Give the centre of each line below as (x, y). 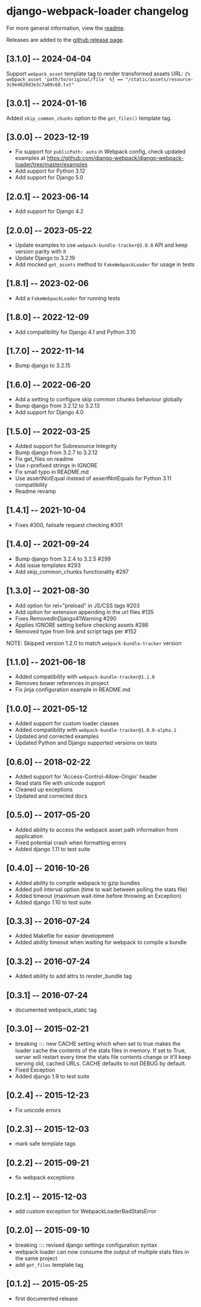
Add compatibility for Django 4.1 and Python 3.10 (75, 332)
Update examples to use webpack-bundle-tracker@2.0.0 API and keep (101, 245)
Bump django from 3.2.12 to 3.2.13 (57, 406)
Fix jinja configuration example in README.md (73, 690)
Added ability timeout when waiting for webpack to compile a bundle (101, 942)
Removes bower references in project (62, 683)
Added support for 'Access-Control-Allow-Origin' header (86, 776)
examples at (30, 158)
